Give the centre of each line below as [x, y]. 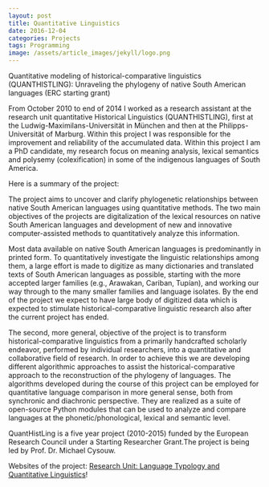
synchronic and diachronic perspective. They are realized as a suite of [124, 401]
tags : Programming [39, 46]
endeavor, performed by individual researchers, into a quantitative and [125, 349]
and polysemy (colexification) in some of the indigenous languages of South [134, 160]
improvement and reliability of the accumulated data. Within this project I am [134, 142]
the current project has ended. [59, 317]
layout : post [30, 16]
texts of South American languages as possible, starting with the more [124, 274]
